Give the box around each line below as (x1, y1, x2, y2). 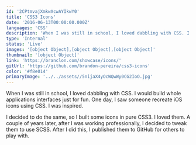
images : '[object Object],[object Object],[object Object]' (6, 47, 156, 53)
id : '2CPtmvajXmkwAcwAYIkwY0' (6, 8, 80, 15)
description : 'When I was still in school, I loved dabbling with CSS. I (6, 30, 190, 36)
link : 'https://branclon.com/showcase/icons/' (6, 57, 122, 63)
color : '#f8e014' (6, 68, 49, 74)
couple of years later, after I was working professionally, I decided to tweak (6, 120, 187, 127)
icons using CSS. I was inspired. (6, 102, 84, 109)
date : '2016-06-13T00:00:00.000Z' (6, 19, 91, 25)
